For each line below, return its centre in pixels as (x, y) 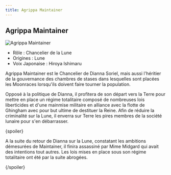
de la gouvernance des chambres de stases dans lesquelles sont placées (82, 79)
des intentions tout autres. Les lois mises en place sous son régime (76, 152)
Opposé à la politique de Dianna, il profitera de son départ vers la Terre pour (86, 94)
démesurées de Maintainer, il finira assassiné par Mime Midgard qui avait (82, 146)
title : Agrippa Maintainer (34, 10)
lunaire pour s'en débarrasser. (37, 121)
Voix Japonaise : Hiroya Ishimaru (47, 64)
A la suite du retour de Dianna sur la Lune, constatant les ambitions (76, 141)
